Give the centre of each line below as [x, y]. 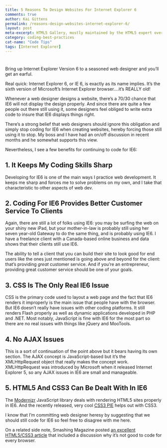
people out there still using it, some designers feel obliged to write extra [79, 109]
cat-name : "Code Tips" [29, 42]
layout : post [19, 28]
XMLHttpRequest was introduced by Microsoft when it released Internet [79, 367]
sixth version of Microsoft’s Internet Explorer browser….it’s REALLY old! [78, 89]
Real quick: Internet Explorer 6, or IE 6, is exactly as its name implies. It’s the [83, 84]
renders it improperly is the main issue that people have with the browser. [80, 303]
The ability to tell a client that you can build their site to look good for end [80, 254]
